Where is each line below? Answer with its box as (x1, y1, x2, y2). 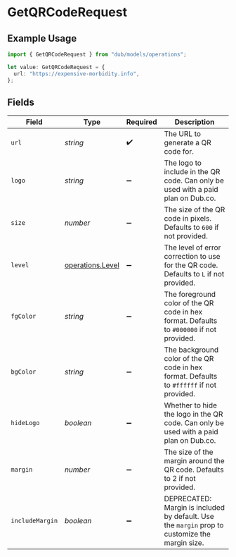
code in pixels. (164, 214, 212, 224)
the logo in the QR (164, 410, 223, 420)
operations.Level (64, 260, 119, 270)
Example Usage (7, 32, 77, 44)
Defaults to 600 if (164, 223, 219, 233)
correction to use (164, 252, 221, 262)
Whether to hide (164, 400, 218, 410)
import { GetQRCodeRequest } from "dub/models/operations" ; (7, 51, 188, 58)
